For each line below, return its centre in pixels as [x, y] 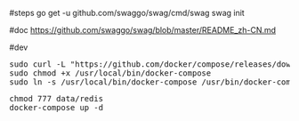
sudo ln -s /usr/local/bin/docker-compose [103, 82]
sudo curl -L [38, 65]
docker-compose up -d [57, 107]
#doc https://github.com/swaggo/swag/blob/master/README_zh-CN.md [143, 30]
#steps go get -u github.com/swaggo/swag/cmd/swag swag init [127, 13]
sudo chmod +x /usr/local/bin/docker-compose [110, 73]
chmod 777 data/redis [57, 98]
